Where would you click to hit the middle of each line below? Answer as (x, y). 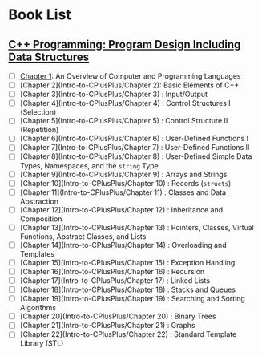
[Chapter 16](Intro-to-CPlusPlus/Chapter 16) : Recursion (112, 271)
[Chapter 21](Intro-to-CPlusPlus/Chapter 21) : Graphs (107, 326)
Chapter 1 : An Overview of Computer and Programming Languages (131, 76)
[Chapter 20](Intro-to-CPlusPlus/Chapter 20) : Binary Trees (118, 316)
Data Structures (49, 57)
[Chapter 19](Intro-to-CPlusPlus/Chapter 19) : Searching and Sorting (133, 299)
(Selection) (38, 112)
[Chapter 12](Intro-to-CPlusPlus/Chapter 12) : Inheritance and (121, 209)
